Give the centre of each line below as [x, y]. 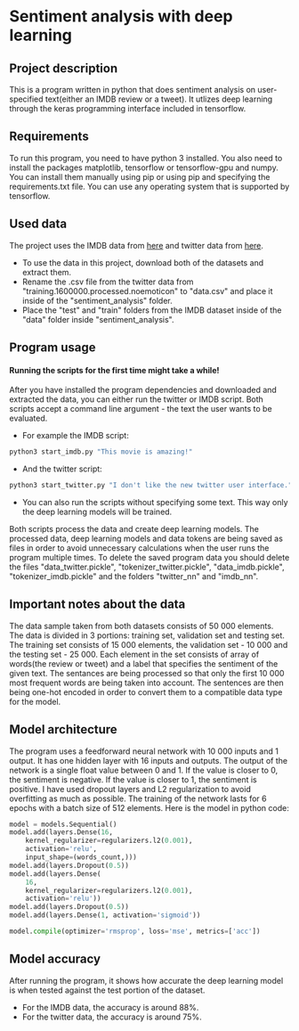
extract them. [47, 272]
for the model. [35, 701]
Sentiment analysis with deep [121, 16]
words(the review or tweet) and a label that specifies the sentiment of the [144, 663]
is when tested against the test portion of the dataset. [107, 990]
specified [26, 99]
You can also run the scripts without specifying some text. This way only [155, 502]
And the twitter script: [62, 469]
